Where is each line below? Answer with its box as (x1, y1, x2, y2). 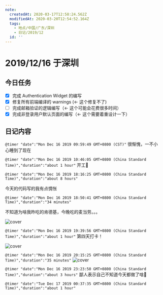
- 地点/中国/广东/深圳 (14, 26, 55, 31)
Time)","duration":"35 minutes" (5, 258, 71, 263)
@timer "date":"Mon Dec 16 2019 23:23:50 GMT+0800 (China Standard (5, 266, 147, 271)
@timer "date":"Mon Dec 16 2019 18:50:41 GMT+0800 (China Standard (5, 195, 147, 200)
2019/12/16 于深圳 (5, 58, 79, 69)
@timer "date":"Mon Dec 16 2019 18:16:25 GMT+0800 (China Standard (5, 172, 147, 177)
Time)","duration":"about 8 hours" (5, 176, 78, 181)
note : (5, 7, 16, 12)
